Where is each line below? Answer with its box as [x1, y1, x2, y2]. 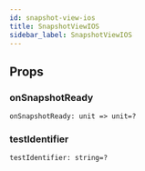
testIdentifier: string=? [9, 154, 108, 163]
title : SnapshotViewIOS [9, 22, 100, 31]
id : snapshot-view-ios [9, 13, 96, 23]
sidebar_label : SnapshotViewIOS [9, 30, 132, 39]
